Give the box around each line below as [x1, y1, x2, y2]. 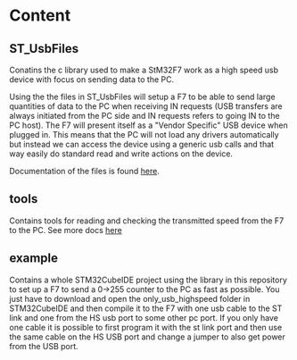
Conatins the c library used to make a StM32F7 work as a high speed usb [9, 64, 279, 75]
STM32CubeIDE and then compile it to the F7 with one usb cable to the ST [9, 303, 283, 314]
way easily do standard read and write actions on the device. [9, 148, 234, 159]
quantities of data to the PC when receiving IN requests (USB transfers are [9, 101, 283, 112]
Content [9, 5, 71, 26]
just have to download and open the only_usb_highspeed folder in [9, 293, 251, 304]
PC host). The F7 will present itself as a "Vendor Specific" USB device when [9, 120, 288, 130]
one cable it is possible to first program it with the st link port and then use [9, 322, 283, 332]
